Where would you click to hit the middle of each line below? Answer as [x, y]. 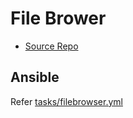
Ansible [35, 77]
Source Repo [51, 46]
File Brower [58, 18]
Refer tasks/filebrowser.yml [66, 101]
